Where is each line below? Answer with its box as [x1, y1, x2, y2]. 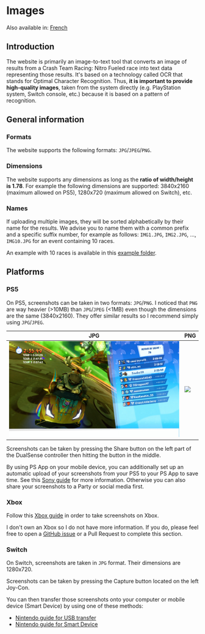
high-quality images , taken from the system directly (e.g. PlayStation [6, 84, 181, 91]
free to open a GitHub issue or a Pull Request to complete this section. [6, 530, 183, 537]
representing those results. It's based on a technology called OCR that [6, 71, 183, 78]
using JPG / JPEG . [6, 318, 45, 326]
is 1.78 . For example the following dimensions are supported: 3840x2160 [6, 182, 189, 189]
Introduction [6, 42, 55, 52]
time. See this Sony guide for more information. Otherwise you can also [6, 476, 186, 483]
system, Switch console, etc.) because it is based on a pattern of [6, 90, 170, 98]
